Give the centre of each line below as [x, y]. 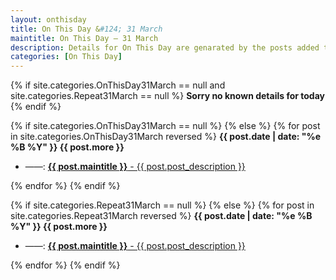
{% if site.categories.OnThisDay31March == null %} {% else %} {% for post [165, 126]
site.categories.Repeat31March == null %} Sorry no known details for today [167, 96]
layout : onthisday [48, 19]
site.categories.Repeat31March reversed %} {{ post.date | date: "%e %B [161, 216]
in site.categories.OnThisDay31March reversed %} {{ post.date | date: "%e [166, 137]
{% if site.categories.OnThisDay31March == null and [118, 85]
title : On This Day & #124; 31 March [86, 29]
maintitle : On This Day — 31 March [84, 38]
